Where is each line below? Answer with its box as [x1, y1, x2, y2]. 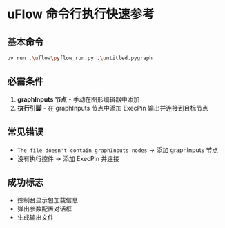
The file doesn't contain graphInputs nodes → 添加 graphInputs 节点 [17, 146, 219, 154]
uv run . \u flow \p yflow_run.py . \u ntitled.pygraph [7, 55, 153, 61]
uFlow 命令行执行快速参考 [7, 6, 155, 22]
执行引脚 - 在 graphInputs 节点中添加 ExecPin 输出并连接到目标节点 [17, 104, 208, 112]
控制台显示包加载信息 [17, 196, 78, 205]
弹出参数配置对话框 [17, 205, 72, 213]
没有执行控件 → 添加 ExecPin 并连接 [17, 154, 119, 162]
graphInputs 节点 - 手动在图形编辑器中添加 [17, 95, 140, 104]
